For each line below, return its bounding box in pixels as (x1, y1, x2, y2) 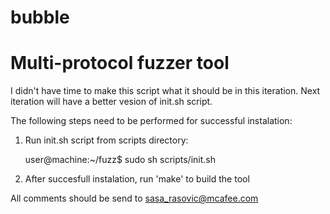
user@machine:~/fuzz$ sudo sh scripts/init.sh (24, 154, 216, 166)
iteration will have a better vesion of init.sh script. (10, 96, 213, 108)
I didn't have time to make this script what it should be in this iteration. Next (10, 85, 321, 97)
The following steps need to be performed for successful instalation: (10, 115, 293, 127)
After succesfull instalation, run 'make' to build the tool (24, 173, 250, 185)
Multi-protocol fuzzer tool (10, 52, 230, 75)
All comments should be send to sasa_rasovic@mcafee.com (10, 192, 259, 205)
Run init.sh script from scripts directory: (24, 134, 189, 146)
